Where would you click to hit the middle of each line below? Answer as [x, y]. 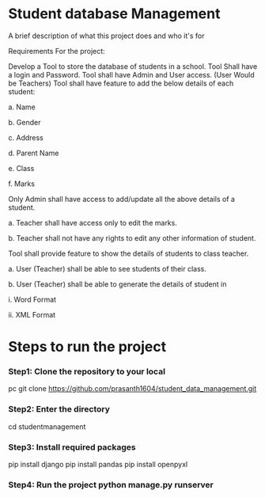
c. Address [26, 137]
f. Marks [22, 184]
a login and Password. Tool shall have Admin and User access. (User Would [131, 74]
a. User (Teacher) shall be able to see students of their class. [108, 268]
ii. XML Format [32, 314]
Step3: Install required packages [72, 447]
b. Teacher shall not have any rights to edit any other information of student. [132, 238]
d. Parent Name [34, 153]
